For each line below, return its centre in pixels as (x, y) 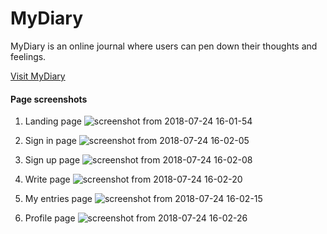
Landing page (53, 121)
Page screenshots (49, 99)
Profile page (50, 218)
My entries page (58, 199)
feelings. (28, 56)
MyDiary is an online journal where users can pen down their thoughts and (164, 46)
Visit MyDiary (38, 76)
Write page (47, 179)
